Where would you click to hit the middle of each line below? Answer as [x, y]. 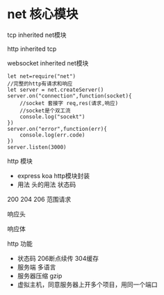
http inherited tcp [32, 49]
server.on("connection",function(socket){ [69, 96]
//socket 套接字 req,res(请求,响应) [69, 103]
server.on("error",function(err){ [57, 129]
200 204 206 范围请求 [39, 199]
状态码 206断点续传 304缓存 [58, 258]
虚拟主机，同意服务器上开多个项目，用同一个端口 [87, 284]
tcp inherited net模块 [37, 35]
